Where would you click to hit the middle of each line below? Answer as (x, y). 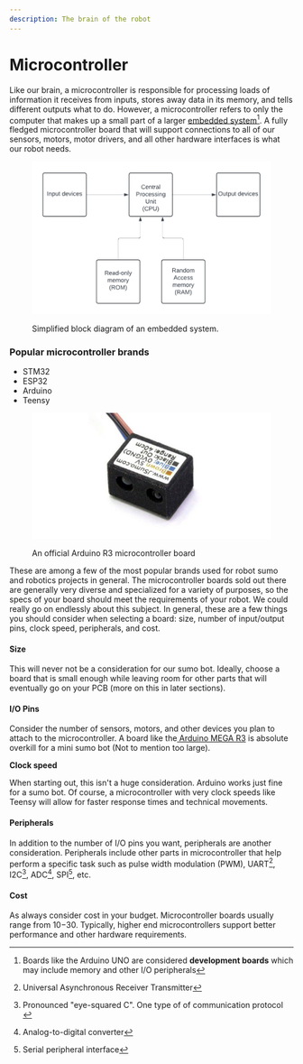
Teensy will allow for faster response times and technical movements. (139, 802)
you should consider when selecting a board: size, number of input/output (147, 619)
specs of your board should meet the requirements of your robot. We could (149, 599)
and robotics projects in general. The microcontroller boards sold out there (148, 580)
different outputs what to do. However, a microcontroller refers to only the (147, 109)
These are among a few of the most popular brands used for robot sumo (144, 571)
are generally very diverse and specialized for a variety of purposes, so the (149, 590)
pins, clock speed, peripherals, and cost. (85, 628)
